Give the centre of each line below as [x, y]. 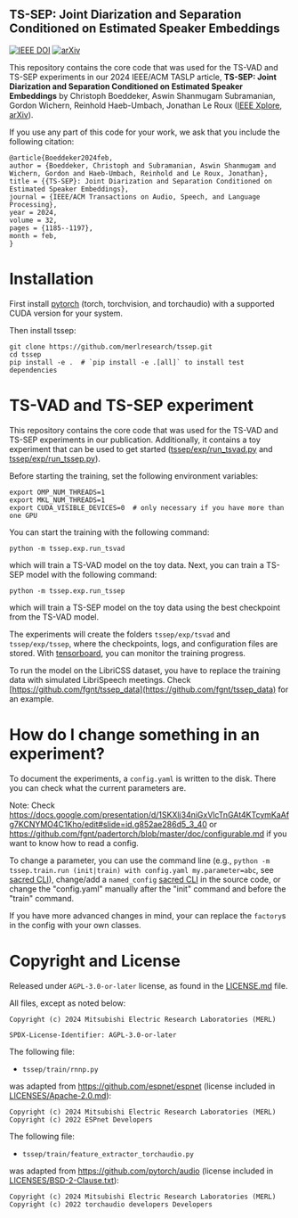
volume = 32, [33, 220]
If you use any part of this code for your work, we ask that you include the [145, 132]
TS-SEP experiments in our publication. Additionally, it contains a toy [135, 440]
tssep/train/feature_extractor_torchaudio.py [108, 1154]
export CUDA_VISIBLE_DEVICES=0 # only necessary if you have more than [147, 507]
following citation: [42, 141]
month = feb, [33, 235]
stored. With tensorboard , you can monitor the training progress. [128, 653]
